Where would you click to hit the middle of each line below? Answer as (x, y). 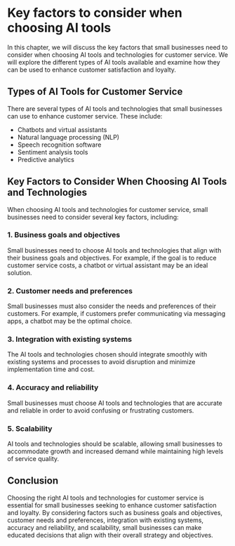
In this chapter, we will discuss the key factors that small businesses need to (117, 47)
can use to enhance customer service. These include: (85, 116)
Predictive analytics (46, 159)
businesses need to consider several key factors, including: (93, 217)
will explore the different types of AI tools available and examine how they (114, 62)
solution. (20, 272)
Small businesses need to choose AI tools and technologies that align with (114, 250)
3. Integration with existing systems (69, 340)
